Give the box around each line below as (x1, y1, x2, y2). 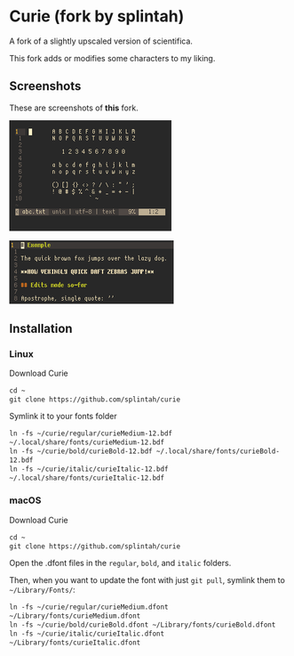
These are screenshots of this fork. (9, 102, 139, 113)
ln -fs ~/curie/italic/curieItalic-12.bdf (9, 465, 169, 474)
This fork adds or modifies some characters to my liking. (9, 53, 216, 63)
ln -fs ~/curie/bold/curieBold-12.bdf (9, 447, 153, 456)
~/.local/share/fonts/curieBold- (155, 447, 280, 456)
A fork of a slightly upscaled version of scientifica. (9, 36, 194, 46)
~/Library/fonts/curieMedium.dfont (9, 611, 141, 620)
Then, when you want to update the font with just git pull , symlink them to (9, 574, 286, 585)
